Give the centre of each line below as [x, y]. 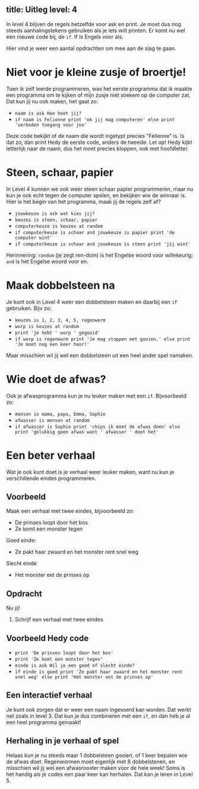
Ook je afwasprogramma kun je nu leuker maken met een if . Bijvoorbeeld [97, 396]
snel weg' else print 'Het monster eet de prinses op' [84, 677]
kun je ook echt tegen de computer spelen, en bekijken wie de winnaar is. [96, 195]
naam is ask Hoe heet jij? [48, 113]
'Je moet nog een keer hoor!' [52, 344]
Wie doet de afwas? [56, 379]
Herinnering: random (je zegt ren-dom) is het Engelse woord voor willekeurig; [99, 255]
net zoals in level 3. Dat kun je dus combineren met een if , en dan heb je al [98, 716]
